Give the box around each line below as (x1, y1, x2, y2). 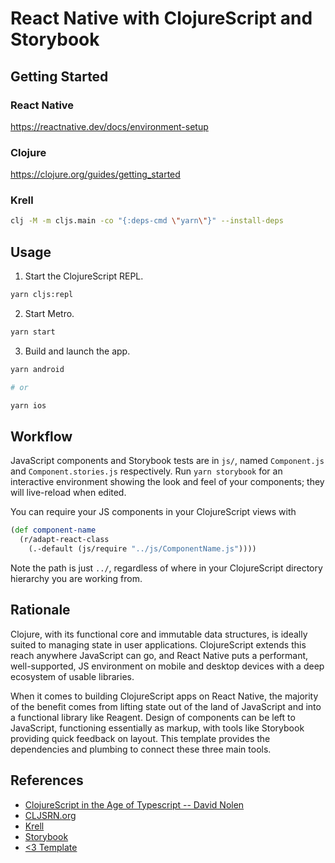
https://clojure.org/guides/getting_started (10, 168, 181, 181)
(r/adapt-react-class (19, 535, 110, 545)
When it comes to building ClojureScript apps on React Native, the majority (10, 690, 319, 702)
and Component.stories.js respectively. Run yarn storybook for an (10, 465, 283, 477)
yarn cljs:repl (10, 290, 74, 300)
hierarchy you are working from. (10, 572, 143, 584)
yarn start (10, 327, 56, 337)
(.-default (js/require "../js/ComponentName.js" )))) (28, 544, 257, 554)
